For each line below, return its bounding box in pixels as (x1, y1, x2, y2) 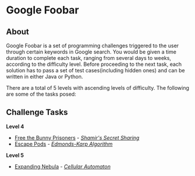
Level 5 (6, 152, 25, 159)
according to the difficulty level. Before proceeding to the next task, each (6, 61, 182, 68)
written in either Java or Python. (6, 73, 83, 80)
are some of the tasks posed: (6, 91, 76, 97)
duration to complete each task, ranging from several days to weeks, (6, 55, 171, 61)
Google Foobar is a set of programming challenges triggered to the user (6, 42, 179, 49)
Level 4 (6, 123, 25, 130)
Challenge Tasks (6, 107, 68, 117)
